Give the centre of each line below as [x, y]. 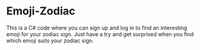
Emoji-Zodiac [41, 11]
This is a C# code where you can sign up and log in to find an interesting [97, 28]
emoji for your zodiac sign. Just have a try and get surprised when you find [100, 34]
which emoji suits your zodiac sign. [50, 40]
